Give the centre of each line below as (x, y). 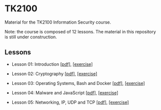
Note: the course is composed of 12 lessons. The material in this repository (80, 31)
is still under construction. (31, 37)
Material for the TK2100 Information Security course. (58, 22)
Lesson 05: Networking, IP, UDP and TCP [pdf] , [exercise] (70, 102)
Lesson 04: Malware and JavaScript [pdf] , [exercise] (65, 93)
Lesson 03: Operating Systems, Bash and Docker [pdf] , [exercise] (78, 83)
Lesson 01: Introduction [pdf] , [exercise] (52, 64)
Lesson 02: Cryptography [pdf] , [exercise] (54, 74)
